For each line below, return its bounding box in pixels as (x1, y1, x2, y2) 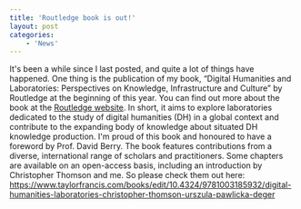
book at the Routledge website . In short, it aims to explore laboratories (9, 102, 273, 114)
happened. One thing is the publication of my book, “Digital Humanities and (9, 74, 292, 85)
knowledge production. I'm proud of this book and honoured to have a (9, 131, 273, 142)
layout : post (9, 22, 59, 31)
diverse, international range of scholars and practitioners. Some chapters (9, 151, 284, 162)
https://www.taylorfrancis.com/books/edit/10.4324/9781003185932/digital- (9, 179, 292, 191)
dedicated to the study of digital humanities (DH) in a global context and (9, 112, 279, 123)
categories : (9, 30, 55, 39)
